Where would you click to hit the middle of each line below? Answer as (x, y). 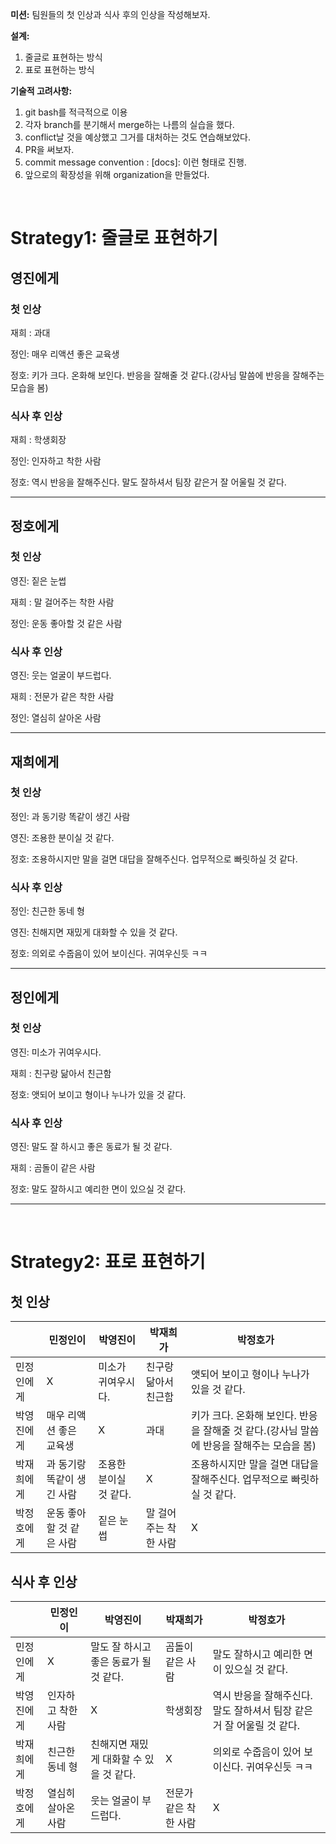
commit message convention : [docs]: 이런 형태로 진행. (135, 162)
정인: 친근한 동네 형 (47, 911)
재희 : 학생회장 (38, 440)
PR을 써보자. (49, 149)
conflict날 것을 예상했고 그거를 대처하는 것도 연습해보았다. (138, 137)
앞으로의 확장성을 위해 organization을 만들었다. (117, 174)
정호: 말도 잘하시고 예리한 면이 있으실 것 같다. (98, 1189)
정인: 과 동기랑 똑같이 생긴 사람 (70, 816)
